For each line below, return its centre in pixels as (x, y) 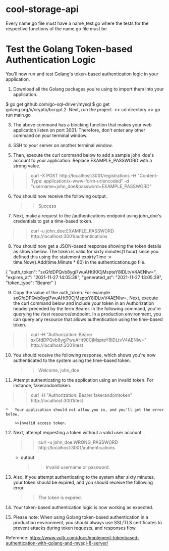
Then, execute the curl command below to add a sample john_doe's (83, 155)
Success (47, 206)
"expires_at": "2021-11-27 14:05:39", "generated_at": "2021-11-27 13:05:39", (84, 277)
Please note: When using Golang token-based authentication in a (80, 517)
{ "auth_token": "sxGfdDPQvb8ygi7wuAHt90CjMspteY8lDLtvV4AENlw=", (81, 272)
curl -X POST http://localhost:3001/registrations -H (83, 175)
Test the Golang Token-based (69, 49)
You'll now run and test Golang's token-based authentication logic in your (82, 74)
